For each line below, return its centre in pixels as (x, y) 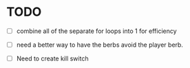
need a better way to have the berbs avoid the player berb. (100, 45)
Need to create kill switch (52, 58)
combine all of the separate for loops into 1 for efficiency (96, 31)
